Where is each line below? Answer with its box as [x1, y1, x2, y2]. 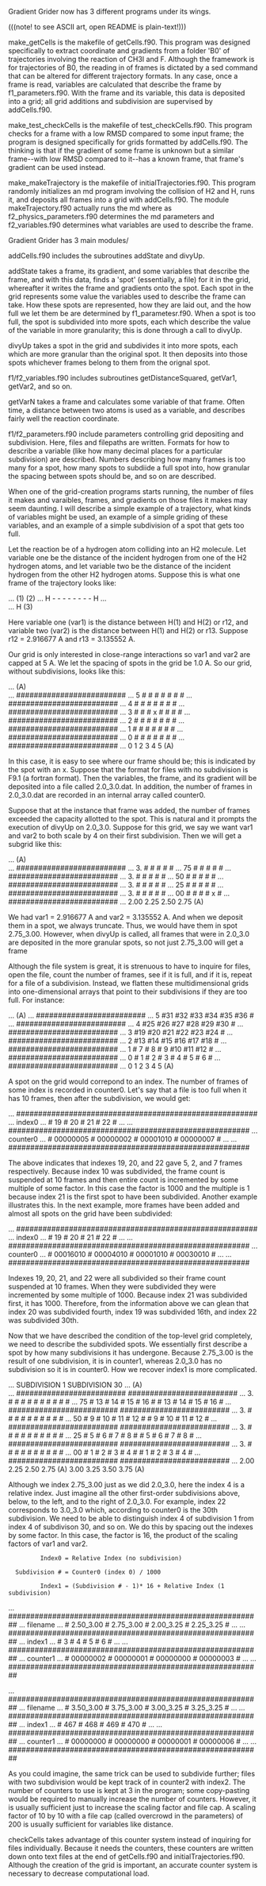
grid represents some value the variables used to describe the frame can [8, 292, 246, 301]
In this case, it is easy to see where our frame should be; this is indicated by [8, 756, 256, 766]
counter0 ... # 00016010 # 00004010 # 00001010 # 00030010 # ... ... [8, 1250, 232, 1258]
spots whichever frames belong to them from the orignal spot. [8, 357, 211, 367]
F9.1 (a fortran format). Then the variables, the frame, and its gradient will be [8, 774, 257, 783]
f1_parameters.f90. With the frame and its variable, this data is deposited [8, 88, 245, 98]
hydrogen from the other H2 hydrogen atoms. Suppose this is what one [8, 570, 241, 579]
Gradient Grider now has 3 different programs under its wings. [8, 7, 211, 16]
